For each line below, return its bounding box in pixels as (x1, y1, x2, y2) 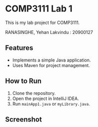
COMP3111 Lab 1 (5, 3, 73, 14)
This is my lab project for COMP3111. (5, 19, 80, 25)
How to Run (5, 77, 42, 85)
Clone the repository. (12, 90, 56, 96)
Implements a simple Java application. (12, 57, 91, 63)
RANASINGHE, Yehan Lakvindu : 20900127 (5, 29, 93, 35)
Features (5, 43, 33, 52)
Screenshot (5, 115, 42, 123)
